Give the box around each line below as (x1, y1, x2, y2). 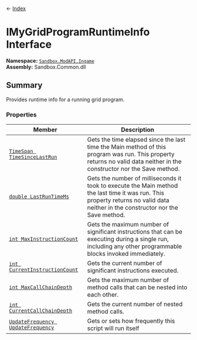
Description (121, 126, 154, 134)
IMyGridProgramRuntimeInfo (6, 26, 150, 39)
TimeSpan (9, 148, 33, 154)
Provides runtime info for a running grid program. (6, 96, 125, 103)
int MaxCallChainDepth (9, 284, 72, 291)
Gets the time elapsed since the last (87, 136, 186, 144)
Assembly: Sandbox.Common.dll (6, 63, 86, 70)
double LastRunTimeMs (9, 193, 69, 200)
